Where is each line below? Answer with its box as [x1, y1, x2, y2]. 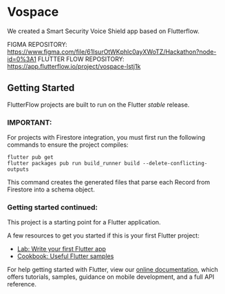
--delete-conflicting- [142, 160, 208, 167]
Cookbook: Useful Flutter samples [17, 252, 114, 260]
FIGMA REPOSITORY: [7, 40, 67, 48]
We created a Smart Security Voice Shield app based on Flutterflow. [7, 27, 200, 35]
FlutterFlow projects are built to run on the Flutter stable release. [7, 101, 190, 109]
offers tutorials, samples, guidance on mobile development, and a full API [7, 273, 215, 281]
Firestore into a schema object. [7, 185, 95, 193]
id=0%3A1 [7, 54, 36, 63]
